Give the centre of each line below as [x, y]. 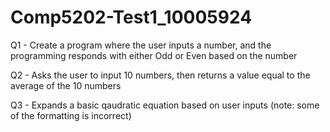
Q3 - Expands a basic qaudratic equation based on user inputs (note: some [165, 105]
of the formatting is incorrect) [71, 115]
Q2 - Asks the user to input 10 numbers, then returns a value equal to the [160, 75]
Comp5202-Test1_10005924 [131, 17]
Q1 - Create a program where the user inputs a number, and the [141, 45]
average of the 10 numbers [66, 85]
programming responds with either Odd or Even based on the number [154, 55]
